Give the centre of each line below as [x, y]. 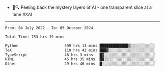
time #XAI [22, 14]
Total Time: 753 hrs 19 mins [35, 37]
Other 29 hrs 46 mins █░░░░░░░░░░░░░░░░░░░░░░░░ [80, 64]
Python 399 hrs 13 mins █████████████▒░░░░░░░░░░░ [80, 46]
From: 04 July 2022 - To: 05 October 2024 [49, 28]
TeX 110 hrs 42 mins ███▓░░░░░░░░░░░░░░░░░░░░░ [80, 50]
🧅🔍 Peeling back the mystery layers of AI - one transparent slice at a [82, 7]
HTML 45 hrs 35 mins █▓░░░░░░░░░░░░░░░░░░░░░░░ [80, 59]
